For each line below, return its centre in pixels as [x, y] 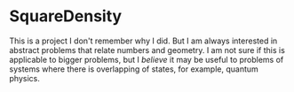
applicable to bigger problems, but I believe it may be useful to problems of [147, 59]
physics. [24, 78]
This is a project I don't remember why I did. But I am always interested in [143, 41]
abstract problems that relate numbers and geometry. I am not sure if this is [147, 50]
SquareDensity [66, 16]
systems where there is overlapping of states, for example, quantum [134, 69]
